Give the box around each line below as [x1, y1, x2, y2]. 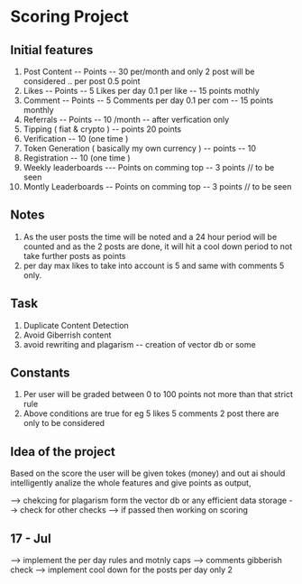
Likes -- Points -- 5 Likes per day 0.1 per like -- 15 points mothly [23, 86, 260, 96]
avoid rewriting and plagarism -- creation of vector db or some [23, 338, 256, 349]
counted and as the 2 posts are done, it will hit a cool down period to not [23, 241, 293, 252]
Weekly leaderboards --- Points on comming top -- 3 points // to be [23, 162, 275, 172]
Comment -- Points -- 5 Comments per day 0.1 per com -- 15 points [23, 95, 274, 106]
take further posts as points [23, 250, 126, 261]
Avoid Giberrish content [23, 329, 112, 340]
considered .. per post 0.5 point [23, 76, 141, 87]
